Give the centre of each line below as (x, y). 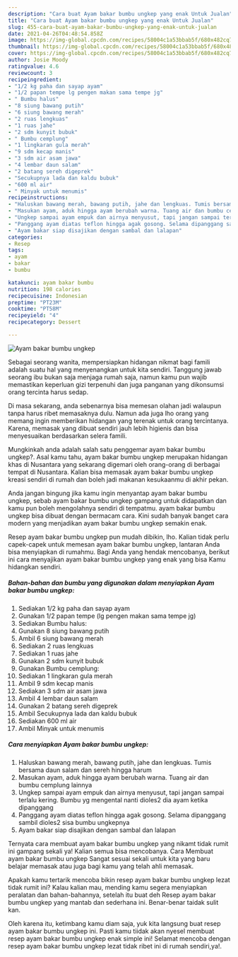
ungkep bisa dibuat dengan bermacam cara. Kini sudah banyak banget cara (118, 516)
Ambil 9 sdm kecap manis (56, 683)
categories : (25, 237)
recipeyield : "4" (34, 316)
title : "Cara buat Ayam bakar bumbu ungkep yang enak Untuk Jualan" (111, 20)
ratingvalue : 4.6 (34, 66)
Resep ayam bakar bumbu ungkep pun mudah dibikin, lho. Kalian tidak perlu (119, 537)
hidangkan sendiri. (35, 566)
